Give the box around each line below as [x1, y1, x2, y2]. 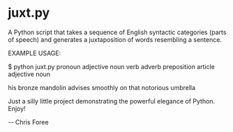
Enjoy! [8, 104, 27, 112]
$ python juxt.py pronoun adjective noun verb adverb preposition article [8, 62, 215, 71]
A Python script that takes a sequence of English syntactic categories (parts [8, 28, 227, 36]
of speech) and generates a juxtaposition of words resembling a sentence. [8, 35, 223, 43]
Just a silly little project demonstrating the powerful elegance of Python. [8, 96, 216, 105]
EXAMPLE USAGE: [8, 49, 61, 57]
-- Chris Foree [8, 117, 49, 126]
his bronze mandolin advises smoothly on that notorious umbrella [8, 83, 196, 91]
